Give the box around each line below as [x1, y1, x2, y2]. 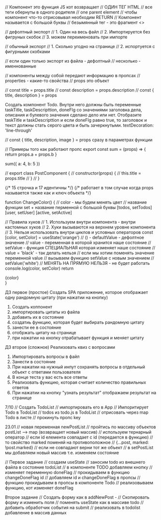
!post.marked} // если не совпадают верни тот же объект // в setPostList [5, 445, 154, 450]
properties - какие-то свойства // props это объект [5, 78, 110, 83]
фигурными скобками [5, 49, 50, 54]
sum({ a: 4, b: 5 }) [5, 161, 40, 166]
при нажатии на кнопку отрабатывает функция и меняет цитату [12, 335, 144, 341]
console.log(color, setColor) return [5, 265, 74, 271]
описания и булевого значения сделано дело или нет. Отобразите [5, 112, 142, 118]
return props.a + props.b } [5, 151, 57, 157]
